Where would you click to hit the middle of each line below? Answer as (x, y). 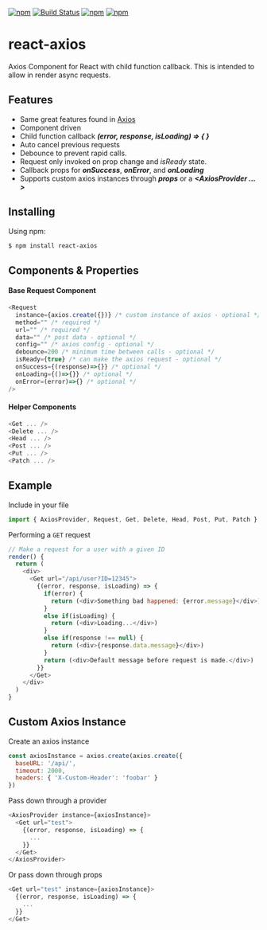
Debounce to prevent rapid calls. (73, 153)
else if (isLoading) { (79, 616)
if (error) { (63, 593)
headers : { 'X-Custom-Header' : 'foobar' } (87, 778)
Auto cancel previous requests (70, 144)
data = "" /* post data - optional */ (76, 337)
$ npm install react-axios (53, 246)
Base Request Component (52, 291)
